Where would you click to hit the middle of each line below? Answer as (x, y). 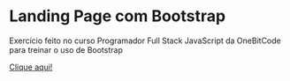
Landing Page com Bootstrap (118, 16)
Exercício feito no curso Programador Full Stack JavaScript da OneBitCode (145, 40)
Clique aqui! (31, 67)
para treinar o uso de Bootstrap (66, 49)
